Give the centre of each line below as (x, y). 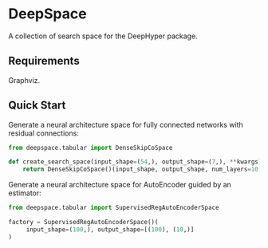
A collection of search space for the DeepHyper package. (103, 36)
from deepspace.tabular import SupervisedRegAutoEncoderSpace (114, 208)
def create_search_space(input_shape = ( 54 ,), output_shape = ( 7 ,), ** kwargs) (135, 162)
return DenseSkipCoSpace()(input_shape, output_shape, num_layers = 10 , (142, 169)
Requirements (44, 61)
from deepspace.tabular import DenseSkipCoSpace (91, 148)
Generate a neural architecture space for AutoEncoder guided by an (120, 185)
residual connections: (44, 133)
